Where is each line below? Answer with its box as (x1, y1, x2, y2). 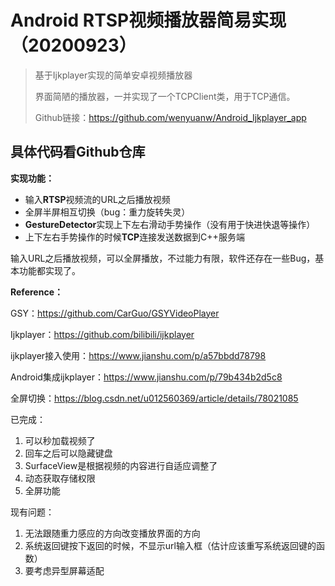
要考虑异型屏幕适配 (24, 564, 105, 576)
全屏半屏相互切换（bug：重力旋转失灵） (24, 206, 191, 218)
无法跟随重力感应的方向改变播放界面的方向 (24, 527, 201, 539)
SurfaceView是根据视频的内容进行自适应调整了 (24, 459, 218, 471)
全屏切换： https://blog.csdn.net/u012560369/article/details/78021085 (10, 392, 299, 404)
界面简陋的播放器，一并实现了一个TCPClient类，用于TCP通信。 (34, 90, 296, 102)
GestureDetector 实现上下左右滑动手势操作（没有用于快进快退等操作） (24, 218, 316, 230)
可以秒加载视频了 (24, 434, 96, 446)
